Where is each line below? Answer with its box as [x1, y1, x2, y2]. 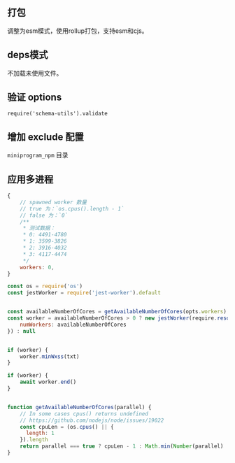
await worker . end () [20, 378, 77, 386]
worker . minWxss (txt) [20, 352, 80, 360]
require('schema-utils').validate [7, 111, 108, 117]
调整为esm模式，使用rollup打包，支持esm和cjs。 [7, 27, 148, 35]
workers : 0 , [20, 264, 55, 271]
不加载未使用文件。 [7, 69, 63, 77]
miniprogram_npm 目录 [7, 151, 69, 159]
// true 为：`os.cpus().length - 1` [20, 205, 124, 212]
